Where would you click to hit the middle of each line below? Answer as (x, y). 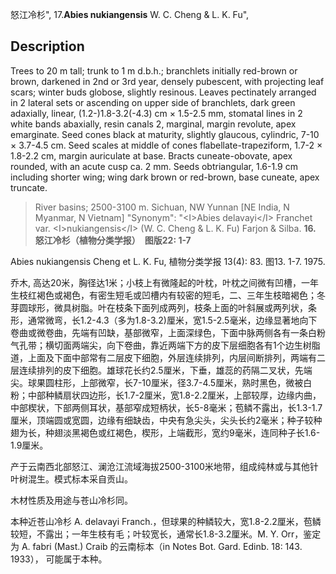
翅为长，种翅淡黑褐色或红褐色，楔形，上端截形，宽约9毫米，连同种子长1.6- (165, 432)
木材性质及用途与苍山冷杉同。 (71, 500)
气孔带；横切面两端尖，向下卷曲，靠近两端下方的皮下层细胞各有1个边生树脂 (165, 345)
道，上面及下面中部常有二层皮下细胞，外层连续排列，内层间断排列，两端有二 (168, 357)
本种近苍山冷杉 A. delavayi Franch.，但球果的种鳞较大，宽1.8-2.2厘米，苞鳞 (166, 521)
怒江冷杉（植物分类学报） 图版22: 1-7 (113, 240)
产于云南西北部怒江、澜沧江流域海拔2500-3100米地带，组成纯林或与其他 (160, 466)
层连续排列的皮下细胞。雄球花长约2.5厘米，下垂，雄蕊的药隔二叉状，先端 (161, 370)
